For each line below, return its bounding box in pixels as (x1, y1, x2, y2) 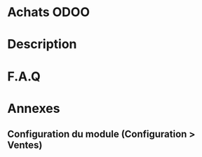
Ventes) (7, 139, 43, 151)
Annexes (7, 100, 60, 116)
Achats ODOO (7, 4, 90, 20)
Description (7, 36, 77, 53)
